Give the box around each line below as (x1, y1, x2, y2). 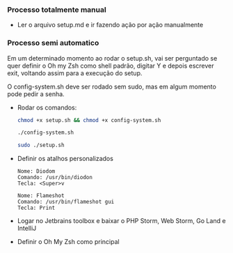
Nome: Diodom (17, 168, 56, 175)
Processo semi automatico (7, 38, 99, 48)
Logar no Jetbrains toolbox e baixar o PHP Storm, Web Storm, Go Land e (17, 217, 226, 225)
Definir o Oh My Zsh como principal (17, 238, 120, 246)
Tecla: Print (17, 204, 56, 212)
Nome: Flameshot (17, 192, 65, 199)
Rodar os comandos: (17, 103, 77, 112)
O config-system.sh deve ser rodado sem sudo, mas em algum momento (7, 82, 217, 91)
